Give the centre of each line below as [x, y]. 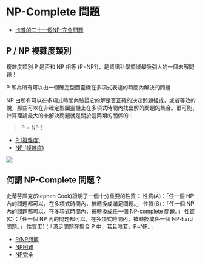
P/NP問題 [27, 239]
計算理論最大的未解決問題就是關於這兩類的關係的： [70, 115]
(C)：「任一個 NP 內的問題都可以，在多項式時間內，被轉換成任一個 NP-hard [99, 218]
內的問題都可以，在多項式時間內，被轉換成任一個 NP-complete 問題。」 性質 [101, 211]
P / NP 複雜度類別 [39, 51]
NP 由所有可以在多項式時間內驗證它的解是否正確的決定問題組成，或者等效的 [101, 100]
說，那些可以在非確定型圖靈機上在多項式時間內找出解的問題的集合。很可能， [102, 108]
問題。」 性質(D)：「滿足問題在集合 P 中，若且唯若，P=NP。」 [81, 226]
